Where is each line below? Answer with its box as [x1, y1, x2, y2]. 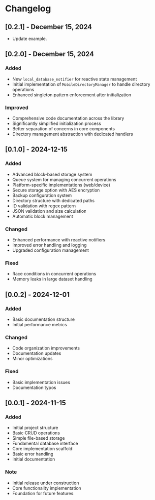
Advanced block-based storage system [12, 171, 93, 177]
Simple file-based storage [12, 435, 65, 441]
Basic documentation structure [12, 316, 75, 322]
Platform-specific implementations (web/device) [12, 182, 111, 188]
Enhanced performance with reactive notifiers [12, 236, 106, 242]
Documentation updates [12, 350, 62, 356]
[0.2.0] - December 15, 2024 [5, 50, 94, 58]
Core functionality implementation [12, 485, 81, 491]
